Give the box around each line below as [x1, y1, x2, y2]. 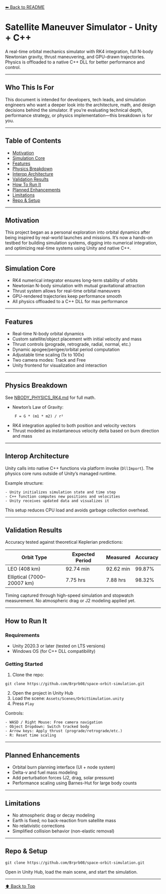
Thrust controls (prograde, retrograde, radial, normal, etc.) [12, 341, 131, 347]
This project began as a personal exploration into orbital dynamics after [5, 229, 151, 235]
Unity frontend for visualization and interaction [12, 362, 107, 368]
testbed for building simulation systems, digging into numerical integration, [5, 240, 158, 246]
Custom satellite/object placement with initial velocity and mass [12, 336, 142, 342]
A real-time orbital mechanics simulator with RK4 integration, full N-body [5, 48, 154, 54]
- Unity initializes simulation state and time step [5, 490, 116, 495]
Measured [106, 554, 131, 561]
